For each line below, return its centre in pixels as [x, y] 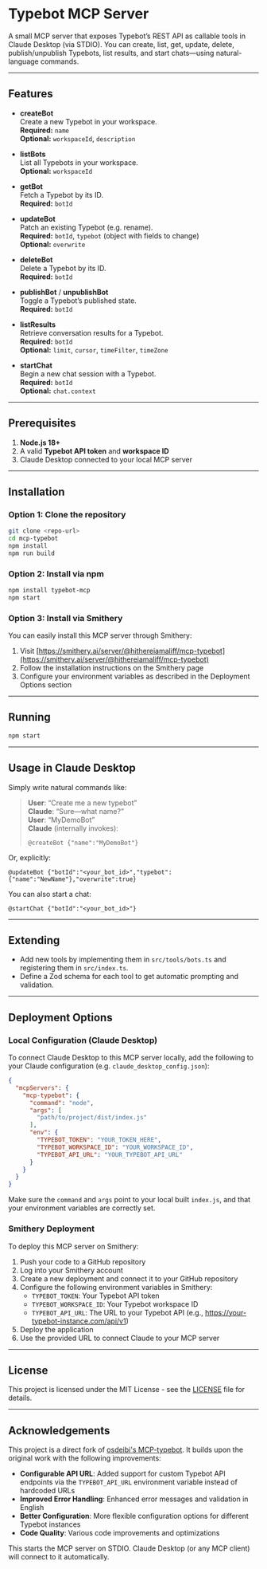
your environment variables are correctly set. [82, 1208]
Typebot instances [50, 1524]
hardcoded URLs [47, 1491]
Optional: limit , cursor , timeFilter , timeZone [94, 350]
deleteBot [36, 259]
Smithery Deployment [52, 1229]
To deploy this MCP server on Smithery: [74, 1246]
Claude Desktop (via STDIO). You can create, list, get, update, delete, [121, 44]
